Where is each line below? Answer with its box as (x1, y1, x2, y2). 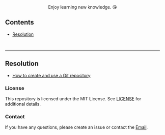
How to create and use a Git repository (12, 72, 91, 78)
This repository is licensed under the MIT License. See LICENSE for (5, 95, 141, 102)
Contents (5, 18, 34, 26)
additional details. (5, 101, 41, 107)
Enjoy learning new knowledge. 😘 (48, 4, 117, 10)
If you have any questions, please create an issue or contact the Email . (5, 124, 148, 130)
